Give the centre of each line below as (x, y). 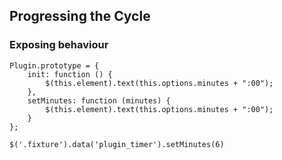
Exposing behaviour (59, 45)
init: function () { (70, 74)
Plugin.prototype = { (54, 65)
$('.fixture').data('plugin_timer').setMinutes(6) (117, 144)
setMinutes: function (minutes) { (99, 100)
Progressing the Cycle (80, 16)
